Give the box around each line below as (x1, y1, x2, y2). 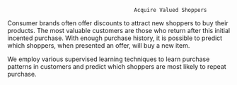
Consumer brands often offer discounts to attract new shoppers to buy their (7, 19, 229, 27)
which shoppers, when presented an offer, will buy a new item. (7, 41, 190, 49)
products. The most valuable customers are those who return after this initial (7, 27, 231, 34)
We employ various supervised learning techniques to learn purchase (7, 55, 210, 63)
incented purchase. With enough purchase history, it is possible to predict (7, 34, 223, 42)
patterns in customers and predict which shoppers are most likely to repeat (7, 63, 226, 70)
